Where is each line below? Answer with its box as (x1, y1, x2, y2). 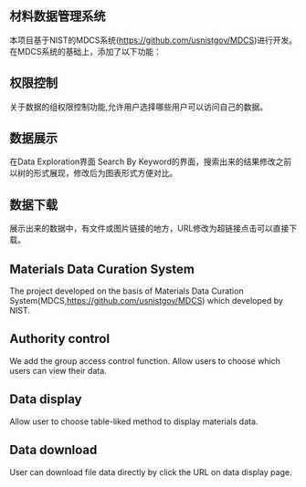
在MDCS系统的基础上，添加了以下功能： (9, 46, 162, 57)
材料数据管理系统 (9, 8, 106, 25)
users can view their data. (9, 365, 107, 376)
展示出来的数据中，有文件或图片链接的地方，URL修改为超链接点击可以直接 (9, 223, 290, 234)
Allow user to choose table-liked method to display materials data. (9, 416, 259, 427)
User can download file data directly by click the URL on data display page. (9, 466, 292, 477)
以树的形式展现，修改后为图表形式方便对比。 (9, 168, 178, 179)
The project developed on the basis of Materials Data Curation (9, 285, 244, 296)
